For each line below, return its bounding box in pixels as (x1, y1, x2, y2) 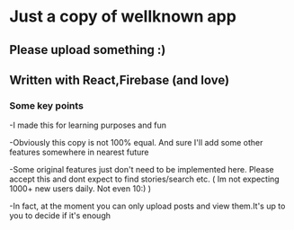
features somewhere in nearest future (9, 146, 149, 158)
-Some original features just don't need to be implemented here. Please (9, 164, 274, 175)
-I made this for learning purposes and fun (9, 119, 166, 131)
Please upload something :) (9, 42, 166, 57)
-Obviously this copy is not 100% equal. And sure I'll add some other (9, 137, 263, 148)
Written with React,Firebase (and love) (9, 72, 230, 87)
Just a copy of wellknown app (9, 6, 236, 27)
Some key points (9, 99, 84, 111)
